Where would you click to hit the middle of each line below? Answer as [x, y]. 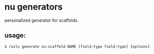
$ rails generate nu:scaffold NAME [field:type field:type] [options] [77, 47]
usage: [15, 35]
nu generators [34, 7]
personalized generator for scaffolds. [42, 20]
